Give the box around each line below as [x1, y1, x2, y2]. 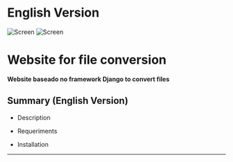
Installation [17, 140, 49, 148]
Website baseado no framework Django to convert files [7, 75, 170, 83]
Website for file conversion [7, 52, 166, 68]
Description [17, 113, 51, 122]
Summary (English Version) [7, 95, 128, 107]
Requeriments [17, 127, 58, 135]
